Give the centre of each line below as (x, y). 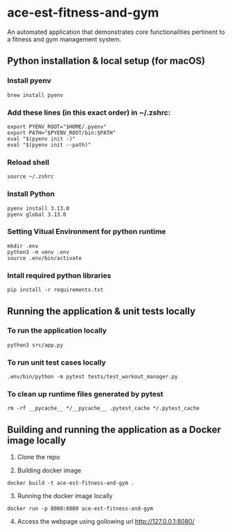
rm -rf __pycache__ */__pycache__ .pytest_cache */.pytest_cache (103, 409)
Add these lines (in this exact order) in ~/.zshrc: (89, 112)
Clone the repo (38, 457)
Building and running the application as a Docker (114, 429)
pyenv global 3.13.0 (37, 214)
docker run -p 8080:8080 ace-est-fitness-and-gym (80, 509)
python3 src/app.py (35, 345)
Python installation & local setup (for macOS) (106, 61)
